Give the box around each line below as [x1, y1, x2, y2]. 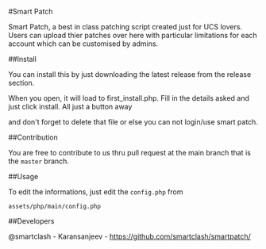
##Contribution [8, 132, 58, 142]
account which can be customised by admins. [8, 39, 159, 48]
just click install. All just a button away [8, 102, 133, 111]
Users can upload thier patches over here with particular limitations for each [8, 31, 258, 40]
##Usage [8, 172, 39, 181]
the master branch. [8, 156, 70, 166]
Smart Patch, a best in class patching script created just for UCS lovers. [8, 22, 243, 31]
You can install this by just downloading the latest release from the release [8, 70, 252, 79]
